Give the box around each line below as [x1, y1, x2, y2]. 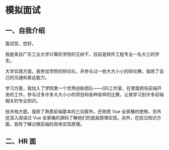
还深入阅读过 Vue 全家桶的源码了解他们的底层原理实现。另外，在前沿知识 [5, 115, 157, 121]
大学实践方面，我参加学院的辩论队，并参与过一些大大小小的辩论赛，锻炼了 [5, 68, 159, 74]
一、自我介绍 [5, 26, 45, 35]
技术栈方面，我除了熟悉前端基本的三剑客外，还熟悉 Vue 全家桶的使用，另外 [5, 109, 161, 114]
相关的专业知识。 [5, 98, 41, 104]
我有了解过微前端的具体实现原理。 [14, 121, 84, 127]
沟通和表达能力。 [14, 74, 49, 81]
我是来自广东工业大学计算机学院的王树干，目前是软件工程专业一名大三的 [5, 51, 155, 57]
